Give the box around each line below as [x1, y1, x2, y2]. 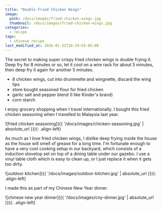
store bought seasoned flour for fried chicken [12, 86, 104, 92]
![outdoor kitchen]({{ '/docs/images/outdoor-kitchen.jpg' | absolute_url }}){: [5, 170, 157, 176]
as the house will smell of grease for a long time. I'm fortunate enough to [5, 140, 151, 146]
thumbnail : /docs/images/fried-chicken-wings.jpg [9, 20, 112, 26]
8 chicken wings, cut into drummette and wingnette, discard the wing [12, 76, 151, 82]
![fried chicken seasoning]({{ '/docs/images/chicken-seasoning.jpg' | [5, 121, 144, 127]
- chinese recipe [9, 39, 45, 44]
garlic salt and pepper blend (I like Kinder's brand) [12, 92, 113, 97]
